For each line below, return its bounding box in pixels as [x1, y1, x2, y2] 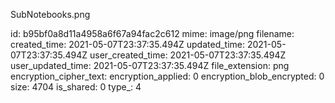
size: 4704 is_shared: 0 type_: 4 [10, 81, 142, 93]
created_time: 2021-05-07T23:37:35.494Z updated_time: [10, 39, 246, 50]
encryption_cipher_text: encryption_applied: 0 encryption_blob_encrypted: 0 [10, 70, 325, 82]
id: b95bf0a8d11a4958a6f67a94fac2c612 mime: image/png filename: [10, 28, 295, 39]
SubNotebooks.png [10, 9, 91, 20]
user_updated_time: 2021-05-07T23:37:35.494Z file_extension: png [10, 60, 290, 71]
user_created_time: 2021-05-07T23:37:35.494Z [89, 49, 287, 61]
